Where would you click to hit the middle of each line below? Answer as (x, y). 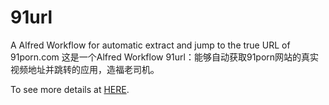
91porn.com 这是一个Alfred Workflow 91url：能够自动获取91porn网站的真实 (165, 57)
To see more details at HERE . (70, 89)
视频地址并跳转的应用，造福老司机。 (85, 69)
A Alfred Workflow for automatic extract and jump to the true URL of (150, 45)
